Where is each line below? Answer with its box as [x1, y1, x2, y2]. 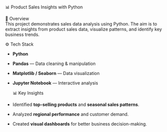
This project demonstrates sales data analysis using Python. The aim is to [5, 21, 157, 26]
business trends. [5, 31, 40, 37]
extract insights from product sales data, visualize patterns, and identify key [5, 26, 162, 32]
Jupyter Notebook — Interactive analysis [12, 80, 98, 86]
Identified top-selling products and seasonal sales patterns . [12, 101, 139, 107]
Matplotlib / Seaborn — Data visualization [12, 70, 100, 76]
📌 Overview [5, 15, 29, 21]
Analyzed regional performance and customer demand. [12, 111, 129, 117]
